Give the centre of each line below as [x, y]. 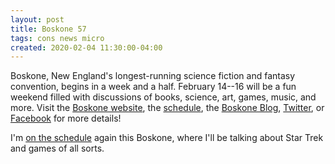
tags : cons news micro [57, 38]
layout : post [37, 19]
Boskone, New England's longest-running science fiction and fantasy [153, 76]
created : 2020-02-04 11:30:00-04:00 [86, 47]
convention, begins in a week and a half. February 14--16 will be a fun [153, 87]
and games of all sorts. [57, 148]
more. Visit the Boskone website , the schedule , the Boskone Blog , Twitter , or [167, 108]
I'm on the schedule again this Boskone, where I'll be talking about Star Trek [167, 138]
